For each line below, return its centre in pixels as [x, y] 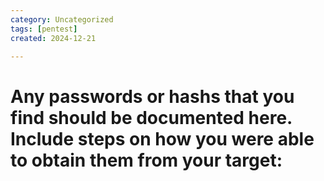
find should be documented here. [151, 117]
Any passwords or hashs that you [152, 96]
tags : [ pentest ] [44, 29]
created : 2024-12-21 [53, 38]
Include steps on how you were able [162, 138]
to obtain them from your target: [146, 160]
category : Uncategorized [62, 19]
